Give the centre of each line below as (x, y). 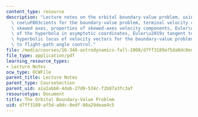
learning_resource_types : (38, 61)
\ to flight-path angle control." (54, 45)
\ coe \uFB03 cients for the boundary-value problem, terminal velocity (100, 22)
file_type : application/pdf (41, 56)
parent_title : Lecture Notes (42, 77)
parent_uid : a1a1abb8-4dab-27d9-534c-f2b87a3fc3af (70, 89)
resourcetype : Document (35, 94)
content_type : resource (35, 12)
